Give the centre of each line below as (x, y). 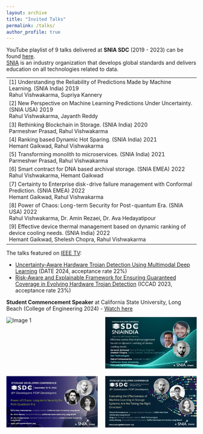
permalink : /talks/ (31, 25)
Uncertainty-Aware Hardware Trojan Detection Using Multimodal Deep (102, 265)
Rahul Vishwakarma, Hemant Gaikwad (56, 176)
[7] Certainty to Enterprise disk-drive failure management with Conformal (100, 184)
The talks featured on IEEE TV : (44, 253)
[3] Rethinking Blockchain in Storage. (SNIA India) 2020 (78, 125)
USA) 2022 (23, 211)
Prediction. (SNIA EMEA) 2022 (47, 190)
